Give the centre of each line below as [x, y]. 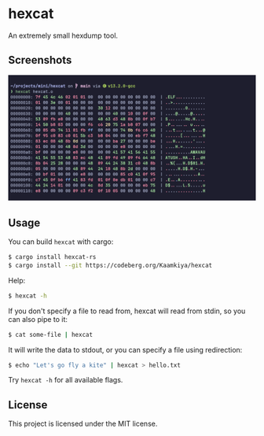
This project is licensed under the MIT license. [83, 424]
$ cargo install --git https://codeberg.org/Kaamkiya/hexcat [110, 265]
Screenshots [40, 60]
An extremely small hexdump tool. [63, 35]
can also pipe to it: [38, 319]
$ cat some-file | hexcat [50, 334]
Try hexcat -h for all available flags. [66, 380]
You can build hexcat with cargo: [61, 242]
